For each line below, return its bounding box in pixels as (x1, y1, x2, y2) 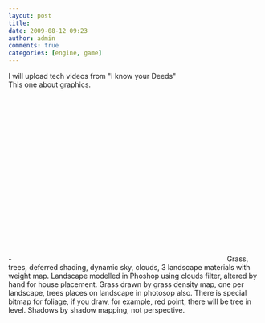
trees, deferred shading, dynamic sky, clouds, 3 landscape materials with (8, 263, 251, 272)
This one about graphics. (8, 80, 91, 89)
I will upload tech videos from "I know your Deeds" (8, 72, 177, 80)
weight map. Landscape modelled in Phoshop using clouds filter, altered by (8, 271, 258, 280)
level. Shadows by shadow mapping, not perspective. (8, 305, 185, 314)
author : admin (8, 34, 56, 43)
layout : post (8, 11, 52, 20)
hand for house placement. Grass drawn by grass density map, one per (8, 280, 245, 289)
